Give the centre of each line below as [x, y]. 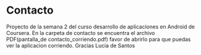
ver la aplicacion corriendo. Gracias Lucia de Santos [70, 46]
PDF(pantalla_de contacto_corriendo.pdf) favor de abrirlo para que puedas [98, 39]
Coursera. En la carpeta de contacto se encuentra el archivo [81, 33]
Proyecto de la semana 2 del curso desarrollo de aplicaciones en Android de [100, 27]
